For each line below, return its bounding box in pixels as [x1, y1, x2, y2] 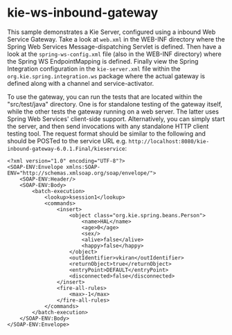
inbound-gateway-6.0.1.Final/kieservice [7, 145, 126, 152]
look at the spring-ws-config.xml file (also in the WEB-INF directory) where [7, 50, 222, 58]
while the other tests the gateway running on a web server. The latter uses [7, 107, 220, 116]
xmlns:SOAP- [66, 163, 100, 170]
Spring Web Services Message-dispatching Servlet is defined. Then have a [7, 42, 222, 51]
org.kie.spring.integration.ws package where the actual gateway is [7, 71, 206, 80]
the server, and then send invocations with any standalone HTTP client [7, 122, 209, 130]
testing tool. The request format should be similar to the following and [7, 129, 206, 138]
